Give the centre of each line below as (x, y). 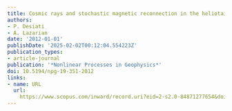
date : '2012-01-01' (35, 39)
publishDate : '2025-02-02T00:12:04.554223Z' (72, 46)
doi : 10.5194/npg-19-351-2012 (51, 71)
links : (17, 78)
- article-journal (33, 59)
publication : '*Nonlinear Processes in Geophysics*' (85, 65)
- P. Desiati (26, 26)
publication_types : (35, 52)
